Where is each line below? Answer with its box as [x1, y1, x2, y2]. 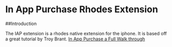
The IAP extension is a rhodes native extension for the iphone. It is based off [5, 30, 167, 36]
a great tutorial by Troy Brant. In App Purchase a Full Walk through [5, 36, 145, 42]
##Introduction [5, 20, 37, 27]
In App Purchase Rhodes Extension [5, 4, 158, 15]
